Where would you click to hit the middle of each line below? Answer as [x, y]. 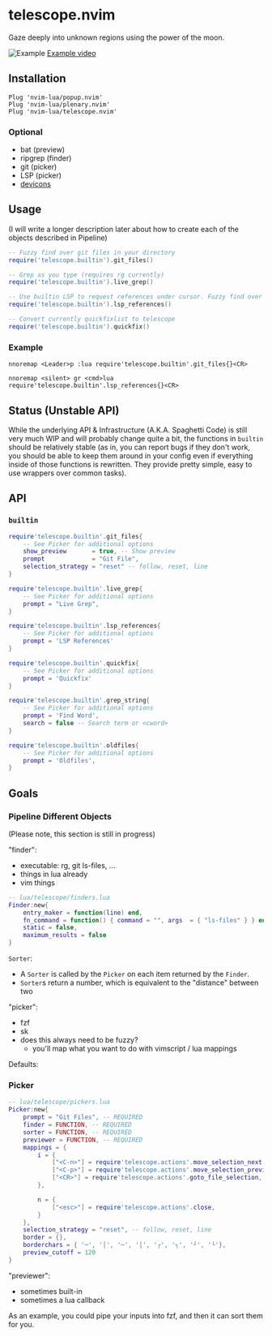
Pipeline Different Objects [60, 816]
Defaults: [23, 1064]
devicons [35, 184]
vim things [37, 883]
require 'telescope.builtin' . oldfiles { [74, 745]
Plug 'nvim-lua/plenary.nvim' [59, 104]
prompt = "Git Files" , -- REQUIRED [83, 1117]
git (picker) [38, 167]
